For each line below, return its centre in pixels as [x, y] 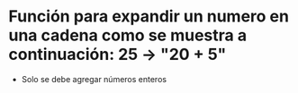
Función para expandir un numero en [149, 17]
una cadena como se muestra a [128, 35]
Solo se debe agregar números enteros [94, 79]
